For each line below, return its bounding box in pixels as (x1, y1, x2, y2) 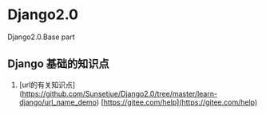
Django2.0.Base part (7, 32, 75, 42)
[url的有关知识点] (18, 80, 76, 89)
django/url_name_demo (18, 97, 97, 107)
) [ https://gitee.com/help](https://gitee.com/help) (96, 97, 258, 107)
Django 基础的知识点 (7, 57, 109, 71)
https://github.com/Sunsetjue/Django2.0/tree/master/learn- (22, 89, 217, 98)
